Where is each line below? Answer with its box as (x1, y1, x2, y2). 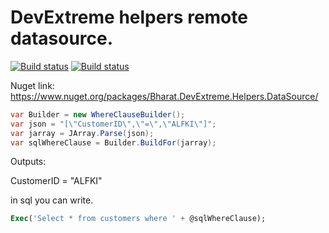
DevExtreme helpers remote (10, 6, 248, 29)
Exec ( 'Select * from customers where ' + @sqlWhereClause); (10, 214, 267, 224)
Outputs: (10, 156, 47, 168)
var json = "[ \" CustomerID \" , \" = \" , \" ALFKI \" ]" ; (10, 119, 217, 129)
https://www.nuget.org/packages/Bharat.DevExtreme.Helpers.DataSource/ (10, 90, 319, 102)
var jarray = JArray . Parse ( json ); (10, 128, 155, 138)
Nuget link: (10, 79, 55, 91)
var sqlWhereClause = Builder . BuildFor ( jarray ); (10, 137, 217, 148)
